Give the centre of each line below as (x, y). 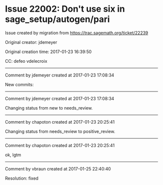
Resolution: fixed (22, 178)
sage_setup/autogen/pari (57, 19)
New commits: (19, 84)
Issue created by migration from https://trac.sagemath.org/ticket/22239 (77, 33)
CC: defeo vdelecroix (26, 61)
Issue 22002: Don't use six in (65, 9)
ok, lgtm (13, 155)
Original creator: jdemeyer (31, 42)
